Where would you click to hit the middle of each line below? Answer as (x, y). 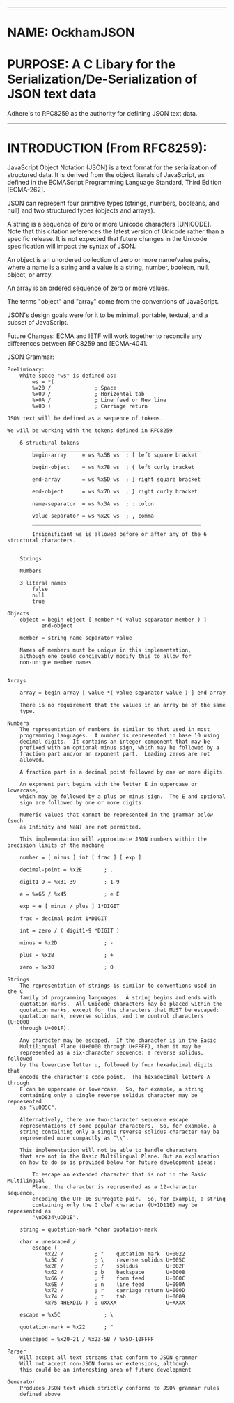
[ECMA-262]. (26, 190)
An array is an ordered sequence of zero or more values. (88, 288)
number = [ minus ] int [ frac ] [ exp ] (80, 858)
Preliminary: (26, 370)
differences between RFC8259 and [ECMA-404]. (78, 344)
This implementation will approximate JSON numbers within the (114, 839)
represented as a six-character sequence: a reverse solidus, (112, 1053)
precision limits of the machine (56, 845)
